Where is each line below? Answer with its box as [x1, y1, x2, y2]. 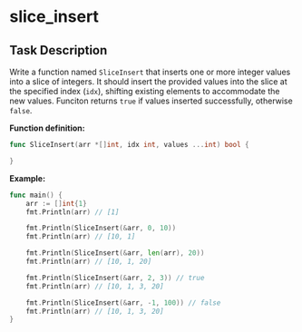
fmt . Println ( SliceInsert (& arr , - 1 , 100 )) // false [25, 298, 221, 308]
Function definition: [9, 122, 86, 133]
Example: [9, 172, 46, 183]
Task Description [9, 43, 108, 58]
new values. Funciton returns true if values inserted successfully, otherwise [9, 95, 293, 106]
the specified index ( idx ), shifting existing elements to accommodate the [9, 86, 280, 96]
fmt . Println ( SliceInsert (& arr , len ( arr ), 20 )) [25, 249, 205, 258]
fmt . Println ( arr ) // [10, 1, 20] [25, 257, 152, 266]
